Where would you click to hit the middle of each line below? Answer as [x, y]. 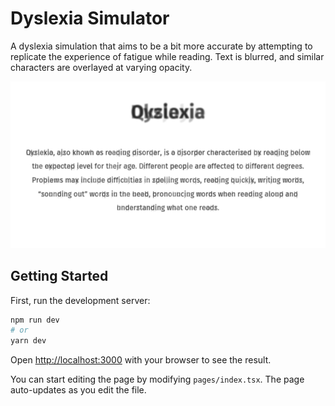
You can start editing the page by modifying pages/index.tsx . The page [157, 379]
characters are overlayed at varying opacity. [101, 67]
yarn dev [28, 341]
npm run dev [35, 320]
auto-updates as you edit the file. [78, 390]
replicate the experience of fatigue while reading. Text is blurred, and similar [167, 56]
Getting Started [59, 276]
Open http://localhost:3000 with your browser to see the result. [141, 360]
